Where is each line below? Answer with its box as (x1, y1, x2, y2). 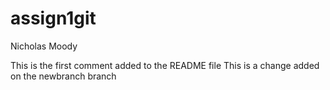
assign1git (10, 7, 97, 30)
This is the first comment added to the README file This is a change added (10, 59, 320, 71)
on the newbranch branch (10, 70, 117, 82)
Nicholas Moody (10, 40, 78, 52)
